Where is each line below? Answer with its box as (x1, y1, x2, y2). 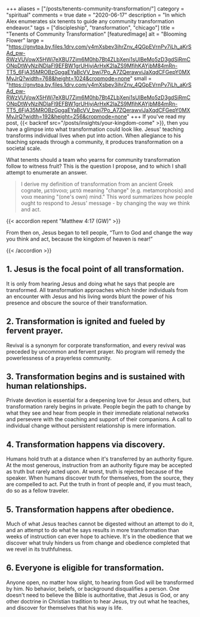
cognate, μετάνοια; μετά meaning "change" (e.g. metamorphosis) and (20, 187, 194, 194)
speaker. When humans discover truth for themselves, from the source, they (6, 474, 194, 481)
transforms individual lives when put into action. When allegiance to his (6, 132, 181, 139)
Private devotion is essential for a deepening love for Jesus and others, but (6, 397, 191, 404)
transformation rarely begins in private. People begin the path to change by (6, 403, 191, 410)
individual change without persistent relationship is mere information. (6, 422, 176, 429)
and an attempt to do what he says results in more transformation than (6, 527, 179, 534)
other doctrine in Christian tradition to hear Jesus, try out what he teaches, (6, 597, 190, 605)
